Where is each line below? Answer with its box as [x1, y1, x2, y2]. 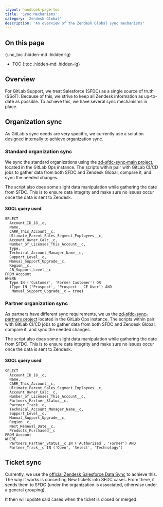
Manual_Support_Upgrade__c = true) [11, 289, 84, 294]
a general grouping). [5, 487, 46, 492]
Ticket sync [5, 458, 41, 467]
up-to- [144, 93, 157, 99]
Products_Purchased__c [9, 428, 55, 433]
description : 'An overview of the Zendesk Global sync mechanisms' [5, 20, 145, 26]
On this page [5, 38, 45, 47]
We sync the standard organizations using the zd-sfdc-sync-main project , [5, 159, 154, 165]
